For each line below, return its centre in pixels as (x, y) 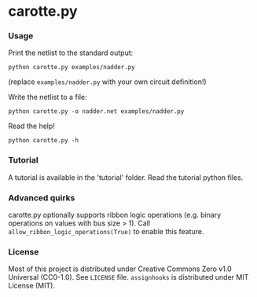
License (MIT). (31, 286)
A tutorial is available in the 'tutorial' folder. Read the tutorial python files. (126, 177)
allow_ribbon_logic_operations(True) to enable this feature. (106, 232)
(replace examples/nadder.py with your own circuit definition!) (107, 82)
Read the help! (31, 126)
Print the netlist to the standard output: (71, 53)
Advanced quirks (42, 197)
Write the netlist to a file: (48, 97)
